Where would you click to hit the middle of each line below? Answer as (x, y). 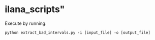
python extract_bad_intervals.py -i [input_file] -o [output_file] (78, 32)
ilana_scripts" (35, 9)
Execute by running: (26, 23)
